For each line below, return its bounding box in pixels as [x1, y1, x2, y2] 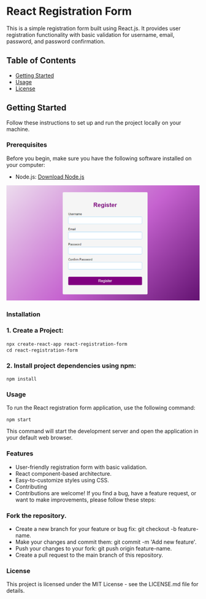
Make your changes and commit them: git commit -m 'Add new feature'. [15, 538, 197, 546]
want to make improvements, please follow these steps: [15, 496, 156, 503]
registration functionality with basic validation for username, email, [6, 31, 175, 38]
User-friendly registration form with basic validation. [15, 463, 148, 471]
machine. [6, 125, 30, 133]
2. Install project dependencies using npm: [6, 361, 137, 369]
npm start [6, 417, 32, 423]
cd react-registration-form [6, 347, 78, 354]
